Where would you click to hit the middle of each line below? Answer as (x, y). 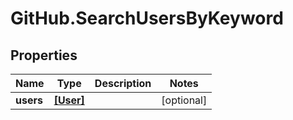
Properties (44, 55)
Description (123, 83)
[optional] (184, 100)
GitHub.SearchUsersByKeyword (147, 18)
